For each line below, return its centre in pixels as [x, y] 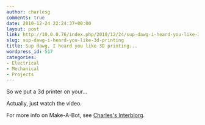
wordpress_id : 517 [30, 52]
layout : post [23, 29]
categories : [21, 57]
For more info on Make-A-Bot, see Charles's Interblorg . [76, 115]
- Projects [20, 74]
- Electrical [23, 63]
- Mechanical [23, 69]
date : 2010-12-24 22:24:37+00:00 [49, 23]
